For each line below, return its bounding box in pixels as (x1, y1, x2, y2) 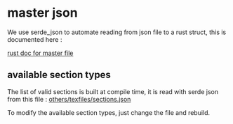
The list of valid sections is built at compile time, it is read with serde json (7, 87, 219, 95)
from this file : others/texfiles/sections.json (7, 95, 131, 103)
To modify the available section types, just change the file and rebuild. (7, 108, 211, 116)
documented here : (7, 35, 62, 43)
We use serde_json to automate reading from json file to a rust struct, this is (7, 28, 227, 36)
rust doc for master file (7, 49, 74, 57)
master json (7, 5, 79, 21)
